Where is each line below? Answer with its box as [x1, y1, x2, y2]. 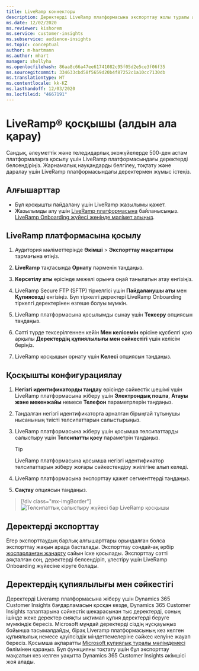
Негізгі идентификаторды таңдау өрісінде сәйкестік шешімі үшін [14, 386, 182, 393]
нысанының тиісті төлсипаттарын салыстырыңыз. [14, 416, 141, 424]
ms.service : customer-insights [6, 31, 84, 37]
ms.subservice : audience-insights [6, 36, 92, 42]
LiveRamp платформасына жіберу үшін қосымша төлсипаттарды [14, 428, 179, 435]
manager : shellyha [6, 58, 52, 64]
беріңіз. [14, 341, 34, 349]
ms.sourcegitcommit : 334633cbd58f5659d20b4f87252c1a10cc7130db [6, 69, 166, 75]
